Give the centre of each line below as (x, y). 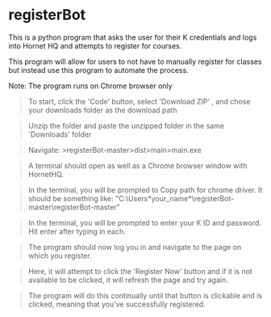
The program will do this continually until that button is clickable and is (145, 295)
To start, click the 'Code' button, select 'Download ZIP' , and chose (139, 101)
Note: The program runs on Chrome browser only (90, 86)
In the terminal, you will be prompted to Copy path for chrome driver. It (145, 190)
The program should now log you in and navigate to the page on (135, 247)
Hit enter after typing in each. (77, 231)
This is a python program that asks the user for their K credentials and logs (133, 37)
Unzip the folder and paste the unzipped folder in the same (126, 125)
